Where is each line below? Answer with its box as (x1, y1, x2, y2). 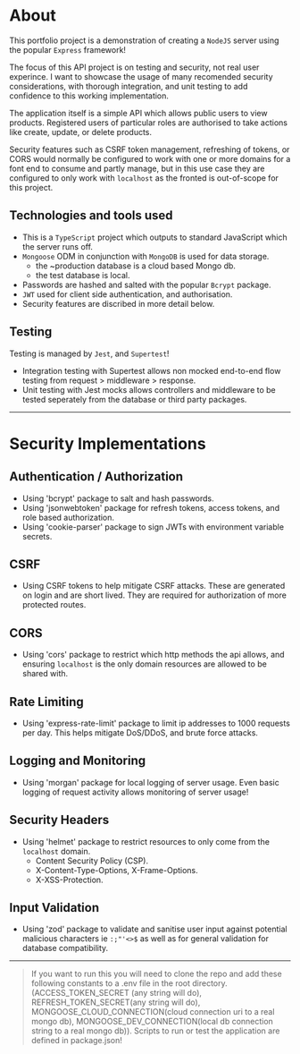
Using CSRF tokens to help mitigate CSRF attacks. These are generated (21, 581, 286, 591)
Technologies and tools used (9, 208, 173, 224)
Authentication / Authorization (9, 469, 184, 484)
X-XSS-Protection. (35, 874, 104, 885)
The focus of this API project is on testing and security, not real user (9, 62, 260, 72)
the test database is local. (35, 269, 130, 280)
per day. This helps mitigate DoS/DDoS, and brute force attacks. (21, 727, 259, 738)
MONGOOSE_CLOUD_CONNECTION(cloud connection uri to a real (30, 1007, 275, 1017)
